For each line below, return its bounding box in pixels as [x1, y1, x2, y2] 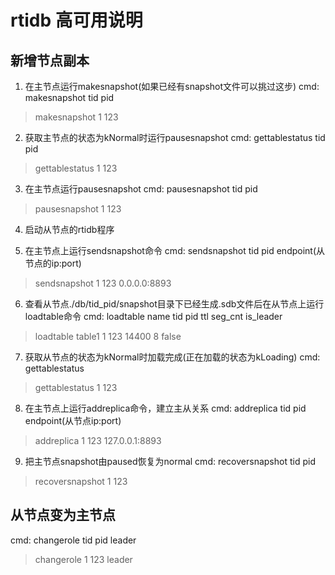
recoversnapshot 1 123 [34, 476, 128, 487]
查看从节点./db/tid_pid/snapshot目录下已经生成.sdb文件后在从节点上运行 [24, 298, 325, 310]
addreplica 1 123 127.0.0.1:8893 [34, 435, 162, 446]
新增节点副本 [10, 52, 90, 69]
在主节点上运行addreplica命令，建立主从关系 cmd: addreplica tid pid [24, 402, 307, 414]
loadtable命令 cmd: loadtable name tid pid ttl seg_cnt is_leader [24, 311, 283, 322]
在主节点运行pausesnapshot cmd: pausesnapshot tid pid [24, 183, 258, 195]
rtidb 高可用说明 [10, 9, 143, 32]
